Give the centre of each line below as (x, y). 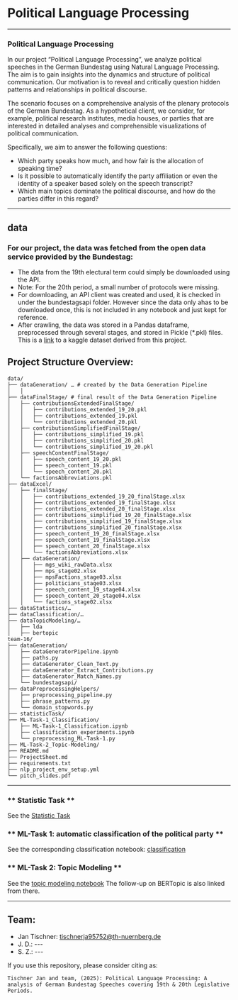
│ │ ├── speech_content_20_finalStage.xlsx (79, 546)
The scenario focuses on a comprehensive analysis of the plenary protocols (118, 104)
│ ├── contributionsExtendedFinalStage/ (71, 403)
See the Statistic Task (39, 816)
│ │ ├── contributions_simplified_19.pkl (75, 434)
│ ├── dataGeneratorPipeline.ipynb (63, 651)
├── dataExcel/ (30, 484)
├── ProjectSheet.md (38, 757)
